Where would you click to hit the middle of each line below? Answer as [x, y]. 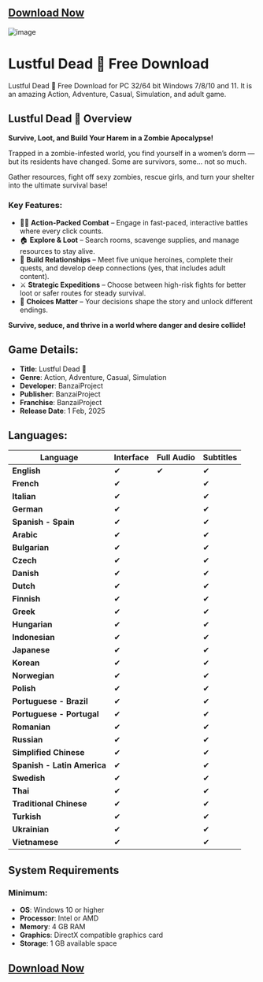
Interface [131, 458]
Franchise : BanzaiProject [61, 402]
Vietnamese [35, 843]
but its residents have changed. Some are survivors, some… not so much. [128, 162]
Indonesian [33, 638]
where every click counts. [61, 231]
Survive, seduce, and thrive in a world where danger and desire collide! [127, 325]
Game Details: [43, 350]
